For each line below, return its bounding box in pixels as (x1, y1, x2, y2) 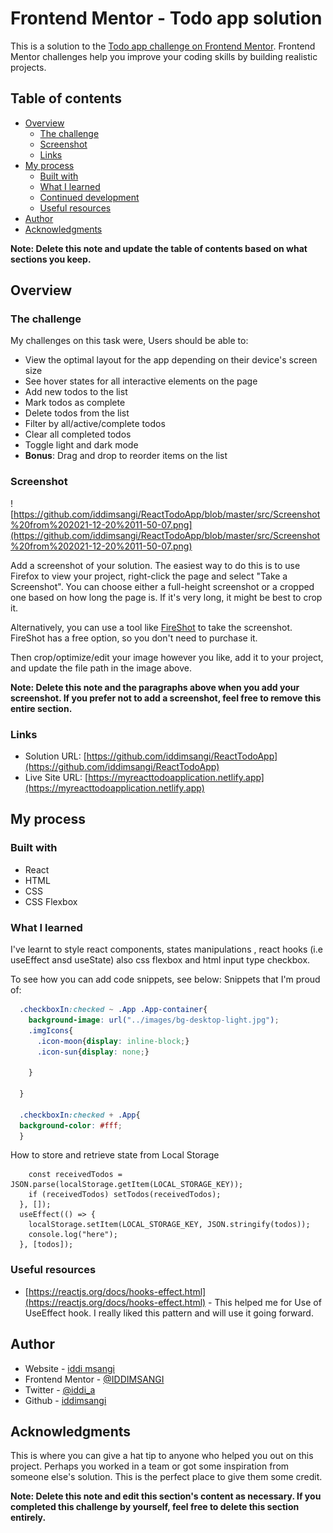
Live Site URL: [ (24, 772, 89, 784)
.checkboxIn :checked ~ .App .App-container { (19, 1005, 208, 1015)
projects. (10, 61, 47, 73)
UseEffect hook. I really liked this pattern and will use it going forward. (24, 1307, 314, 1319)
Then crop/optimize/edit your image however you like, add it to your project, (10, 651, 324, 663)
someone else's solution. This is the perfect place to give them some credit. (10, 1471, 323, 1483)
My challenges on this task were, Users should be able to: (10, 335, 249, 347)
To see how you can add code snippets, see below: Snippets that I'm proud (10, 973, 321, 986)
